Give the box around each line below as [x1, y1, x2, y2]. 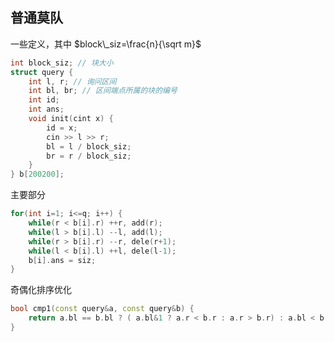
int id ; [28, 95, 60, 105]
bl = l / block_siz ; [46, 141, 132, 152]
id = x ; [46, 123, 78, 133]
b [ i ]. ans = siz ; [28, 255, 97, 265]
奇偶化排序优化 [10, 284, 72, 296]
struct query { [10, 67, 74, 77]
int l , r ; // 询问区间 [28, 76, 117, 87]
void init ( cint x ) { [28, 114, 114, 124]
